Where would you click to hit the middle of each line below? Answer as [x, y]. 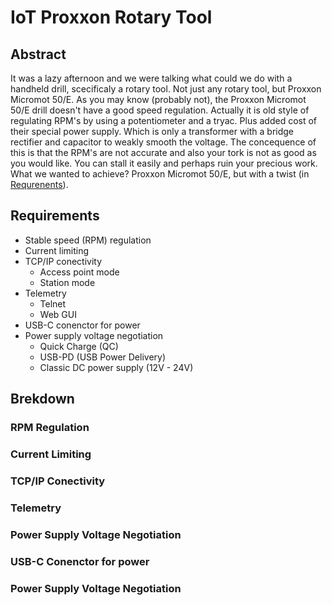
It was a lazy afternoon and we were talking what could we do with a [151, 78]
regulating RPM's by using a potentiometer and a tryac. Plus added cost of [164, 120]
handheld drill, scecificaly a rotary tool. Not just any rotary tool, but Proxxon [166, 89]
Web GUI [58, 314]
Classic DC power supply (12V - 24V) [116, 367]
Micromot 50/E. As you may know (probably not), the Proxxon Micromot [158, 99]
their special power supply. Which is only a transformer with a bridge [152, 131]
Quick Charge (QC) [79, 346]
